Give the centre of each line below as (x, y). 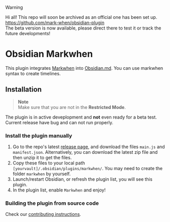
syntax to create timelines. (33, 73)
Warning (14, 7)
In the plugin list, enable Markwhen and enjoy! (59, 190)
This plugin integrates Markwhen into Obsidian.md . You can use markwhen (84, 68)
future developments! (28, 33)
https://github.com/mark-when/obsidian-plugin (55, 23)
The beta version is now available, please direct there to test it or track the (83, 28)
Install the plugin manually (39, 135)
